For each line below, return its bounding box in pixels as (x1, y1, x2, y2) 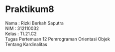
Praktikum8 (5, 3, 54, 15)
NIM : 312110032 (5, 25, 39, 31)
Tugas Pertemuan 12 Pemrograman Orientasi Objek (5, 36, 111, 42)
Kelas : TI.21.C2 (5, 30, 37, 36)
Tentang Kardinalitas (5, 41, 47, 47)
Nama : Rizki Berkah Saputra (5, 20, 64, 26)
